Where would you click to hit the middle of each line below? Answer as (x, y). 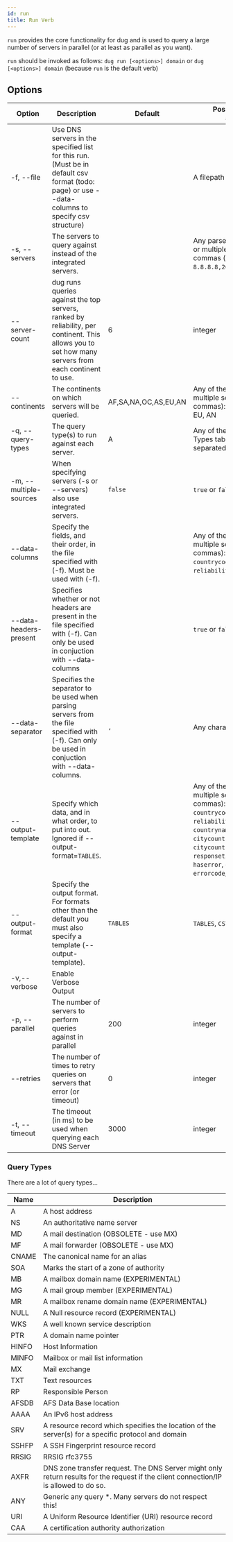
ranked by (68, 317)
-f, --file (26, 178)
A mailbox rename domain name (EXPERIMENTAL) (125, 1301)
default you (70, 919)
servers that (71, 1083)
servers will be (76, 407)
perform (65, 1019)
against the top (76, 300)
